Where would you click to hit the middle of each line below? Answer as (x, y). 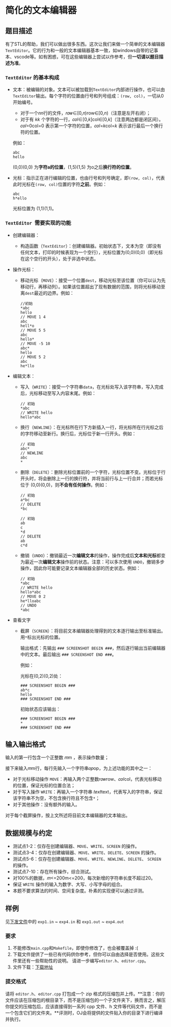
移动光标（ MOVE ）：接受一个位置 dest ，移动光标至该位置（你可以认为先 (93, 280)
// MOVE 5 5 (33, 330)
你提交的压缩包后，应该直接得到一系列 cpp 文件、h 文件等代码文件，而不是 (84, 1006)
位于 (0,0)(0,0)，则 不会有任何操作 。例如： (64, 484)
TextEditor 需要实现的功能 (38, 223)
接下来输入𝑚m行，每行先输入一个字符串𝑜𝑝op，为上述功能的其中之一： (79, 768)
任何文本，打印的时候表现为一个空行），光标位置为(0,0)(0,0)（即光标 (91, 252)
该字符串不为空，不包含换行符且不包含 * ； (56, 798)
